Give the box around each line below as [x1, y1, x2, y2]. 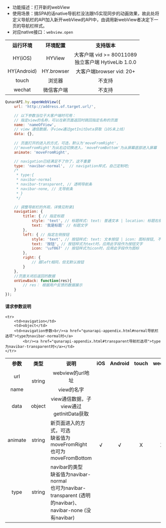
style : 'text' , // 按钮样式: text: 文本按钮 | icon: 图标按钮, [31, 237, 156, 241]
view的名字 [58, 386, 84, 393]
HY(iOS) [12, 55, 32, 61]
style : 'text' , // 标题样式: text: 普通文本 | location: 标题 [31, 218, 155, 224]
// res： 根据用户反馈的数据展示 [23, 283, 83, 288]
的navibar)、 [50, 499, 80, 506]
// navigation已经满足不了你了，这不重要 [14, 159, 91, 164]
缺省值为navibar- [50, 471, 91, 478]
